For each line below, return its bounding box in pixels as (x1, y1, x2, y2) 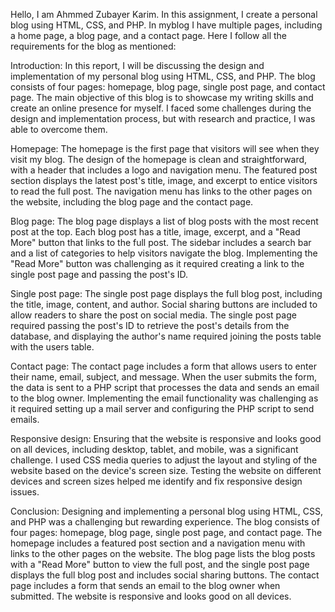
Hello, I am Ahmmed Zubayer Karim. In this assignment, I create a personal (10, 9, 318, 20)
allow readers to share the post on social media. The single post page (10, 309, 297, 321)
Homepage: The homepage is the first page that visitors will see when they (10, 143, 320, 154)
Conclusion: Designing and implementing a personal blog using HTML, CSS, (10, 505, 323, 517)
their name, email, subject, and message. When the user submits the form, (10, 371, 317, 383)
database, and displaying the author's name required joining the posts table (10, 330, 322, 342)
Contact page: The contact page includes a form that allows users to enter (10, 360, 317, 372)
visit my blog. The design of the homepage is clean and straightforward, (10, 154, 308, 165)
